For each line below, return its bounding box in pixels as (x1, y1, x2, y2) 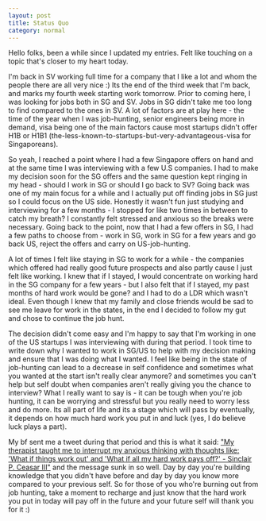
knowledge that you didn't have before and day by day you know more (8, 471, 240, 480)
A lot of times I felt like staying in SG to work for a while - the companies (8, 255, 245, 264)
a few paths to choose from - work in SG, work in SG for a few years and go (8, 231, 256, 241)
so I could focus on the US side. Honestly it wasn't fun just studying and (8, 197, 245, 206)
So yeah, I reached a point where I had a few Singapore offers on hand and (8, 155, 254, 164)
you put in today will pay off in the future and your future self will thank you (8, 496, 254, 506)
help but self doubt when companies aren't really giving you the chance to (8, 380, 252, 389)
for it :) (8, 505, 30, 515)
